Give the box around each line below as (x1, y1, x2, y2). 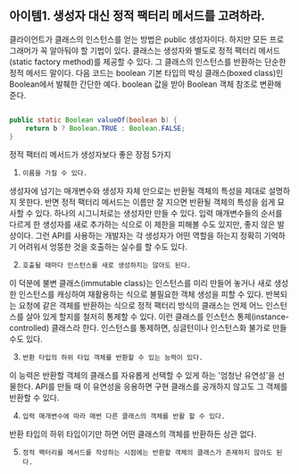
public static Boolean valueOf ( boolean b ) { (9, 115, 178, 124)
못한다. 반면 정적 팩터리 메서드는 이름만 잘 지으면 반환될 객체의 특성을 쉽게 (18, 197, 276, 207)
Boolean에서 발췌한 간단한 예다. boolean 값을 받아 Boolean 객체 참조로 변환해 (9, 79, 282, 89)
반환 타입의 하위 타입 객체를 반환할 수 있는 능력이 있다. (21, 353, 203, 362)
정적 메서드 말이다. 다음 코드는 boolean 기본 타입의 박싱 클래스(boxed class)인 (9, 67, 284, 78)
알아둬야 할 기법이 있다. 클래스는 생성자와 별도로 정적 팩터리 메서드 (49, 45, 281, 55)
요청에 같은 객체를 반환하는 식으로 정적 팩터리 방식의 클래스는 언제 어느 (18, 300, 264, 311)
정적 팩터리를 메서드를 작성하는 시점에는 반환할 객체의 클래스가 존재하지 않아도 (21, 448, 273, 458)
